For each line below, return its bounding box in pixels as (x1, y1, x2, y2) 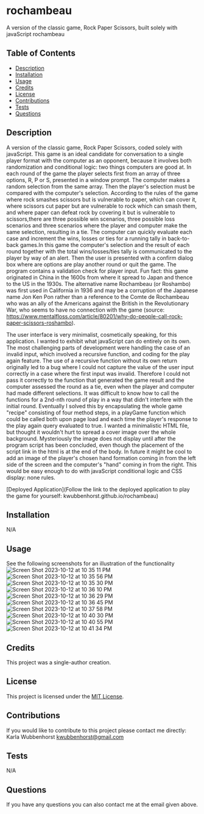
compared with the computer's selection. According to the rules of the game (6, 189, 199, 196)
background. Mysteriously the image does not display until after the (6, 435, 176, 442)
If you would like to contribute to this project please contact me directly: (6, 727, 187, 734)
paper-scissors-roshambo (6, 319, 72, 326)
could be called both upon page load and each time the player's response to (6, 415, 198, 422)
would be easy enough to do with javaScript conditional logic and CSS (6, 467, 183, 474)
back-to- (167, 235, 190, 242)
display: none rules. (6, 474, 56, 481)
